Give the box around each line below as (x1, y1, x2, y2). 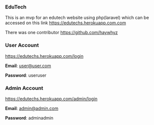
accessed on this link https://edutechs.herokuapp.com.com (5, 20, 126, 26)
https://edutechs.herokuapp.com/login (5, 53, 84, 59)
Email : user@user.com (5, 63, 51, 69)
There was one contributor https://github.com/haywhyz (5, 30, 118, 36)
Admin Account (5, 84, 43, 91)
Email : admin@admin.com (5, 105, 58, 111)
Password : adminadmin (5, 115, 53, 121)
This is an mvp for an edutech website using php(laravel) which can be (5, 15, 149, 21)
